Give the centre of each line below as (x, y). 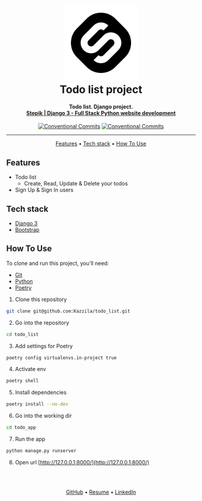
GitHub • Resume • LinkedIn (101, 492)
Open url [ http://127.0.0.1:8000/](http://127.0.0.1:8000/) (82, 462)
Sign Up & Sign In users (44, 190)
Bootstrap (27, 230)
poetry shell (23, 381)
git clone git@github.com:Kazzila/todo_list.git (68, 311)
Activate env (30, 369)
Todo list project (101, 90)
